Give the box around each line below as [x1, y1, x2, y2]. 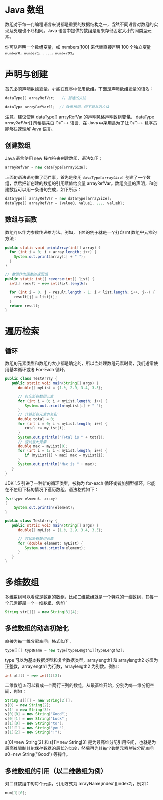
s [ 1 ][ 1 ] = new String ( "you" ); [5, 725, 66, 730]
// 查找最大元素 [17, 439, 47, 444]
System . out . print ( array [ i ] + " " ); [14, 254, 86, 259]
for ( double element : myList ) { [17, 541, 83, 546]
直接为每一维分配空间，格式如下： [5, 638, 73, 644]
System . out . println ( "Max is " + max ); [17, 462, 97, 467]
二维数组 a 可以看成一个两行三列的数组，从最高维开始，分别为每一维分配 [5, 682, 150, 688]
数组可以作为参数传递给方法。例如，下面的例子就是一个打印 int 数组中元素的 [5, 229, 157, 235]
